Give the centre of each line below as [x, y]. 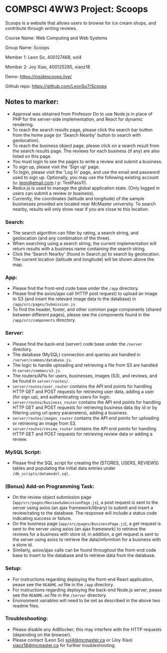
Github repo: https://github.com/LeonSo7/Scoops [56, 86]
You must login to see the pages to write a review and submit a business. [87, 161]
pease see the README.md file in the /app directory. [63, 584]
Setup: [13, 568]
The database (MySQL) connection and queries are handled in [76, 354]
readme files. [26, 606]
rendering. [23, 124]
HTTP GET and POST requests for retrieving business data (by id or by [85, 407]
